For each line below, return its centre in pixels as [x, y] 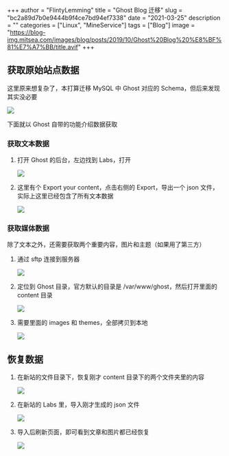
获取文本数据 [28, 144]
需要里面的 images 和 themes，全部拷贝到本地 [83, 323]
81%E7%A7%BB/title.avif [43, 47]
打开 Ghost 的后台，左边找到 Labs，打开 [74, 160]
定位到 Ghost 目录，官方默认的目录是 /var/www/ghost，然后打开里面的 [117, 286]
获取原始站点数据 [43, 70]
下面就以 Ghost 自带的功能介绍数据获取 [62, 124]
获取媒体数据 [28, 229]
